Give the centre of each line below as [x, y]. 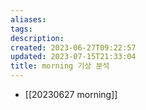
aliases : [28, 19]
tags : [21, 29]
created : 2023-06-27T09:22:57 [73, 47]
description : [37, 38]
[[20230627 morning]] [71, 94]
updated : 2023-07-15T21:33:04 [73, 57]
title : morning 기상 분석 [60, 66]
